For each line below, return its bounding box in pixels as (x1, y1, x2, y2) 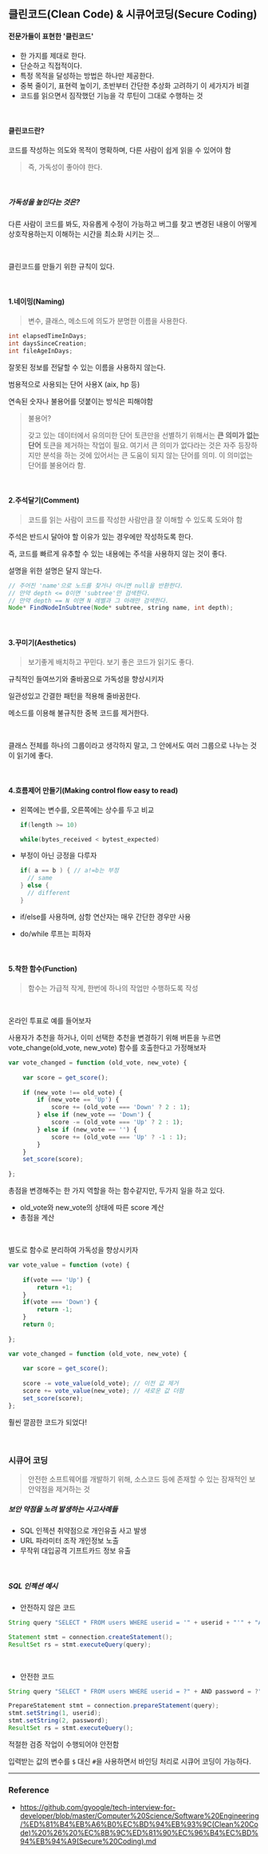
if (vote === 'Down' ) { (22, 1298, 98, 1307)
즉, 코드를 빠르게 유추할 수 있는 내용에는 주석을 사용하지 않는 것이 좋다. (8, 548, 227, 558)
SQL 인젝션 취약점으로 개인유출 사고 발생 (19, 1526, 148, 1535)
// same (27, 874, 53, 882)
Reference (8, 1784, 49, 1796)
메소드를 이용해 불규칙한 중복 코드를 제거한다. (8, 708, 149, 718)
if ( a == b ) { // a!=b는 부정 (19, 866, 120, 875)
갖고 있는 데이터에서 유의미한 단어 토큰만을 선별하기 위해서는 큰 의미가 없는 (27, 430, 259, 440)
